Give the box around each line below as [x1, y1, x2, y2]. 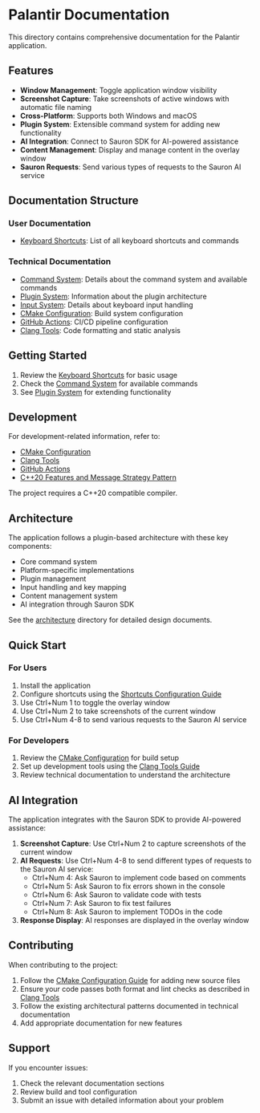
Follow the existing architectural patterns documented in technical [19, 1001, 239, 1010]
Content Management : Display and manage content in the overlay [19, 144, 240, 154]
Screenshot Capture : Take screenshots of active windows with [19, 94, 230, 104]
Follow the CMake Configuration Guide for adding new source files [19, 975, 241, 985]
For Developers [8, 734, 70, 745]
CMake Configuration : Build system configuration [19, 308, 184, 318]
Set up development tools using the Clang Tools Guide [19, 762, 201, 771]
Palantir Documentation [8, 6, 170, 24]
